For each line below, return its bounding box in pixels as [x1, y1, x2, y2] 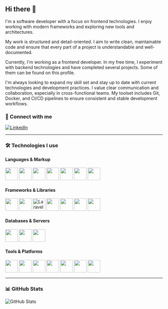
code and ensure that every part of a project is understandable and [5, 44, 143, 50]
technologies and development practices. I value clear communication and [5, 85, 159, 91]
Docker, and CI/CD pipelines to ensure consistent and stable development [5, 95, 157, 101]
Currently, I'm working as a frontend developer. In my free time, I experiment [5, 59, 162, 65]
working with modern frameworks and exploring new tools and [5, 24, 134, 30]
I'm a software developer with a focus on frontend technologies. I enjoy [5, 18, 152, 24]
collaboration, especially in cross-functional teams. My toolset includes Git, [5, 90, 160, 96]
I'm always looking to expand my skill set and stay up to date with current [5, 79, 156, 85]
